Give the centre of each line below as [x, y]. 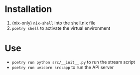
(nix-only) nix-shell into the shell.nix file [54, 23]
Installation [28, 9]
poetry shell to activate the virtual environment [61, 28]
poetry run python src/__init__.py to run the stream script [73, 62]
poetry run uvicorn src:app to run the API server [63, 67]
